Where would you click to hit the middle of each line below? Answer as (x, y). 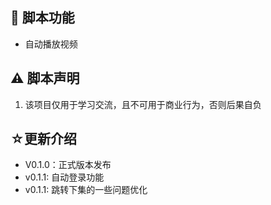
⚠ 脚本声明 (45, 78)
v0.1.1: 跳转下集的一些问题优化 (86, 190)
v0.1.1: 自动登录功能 (64, 177)
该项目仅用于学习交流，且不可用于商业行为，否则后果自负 (143, 104)
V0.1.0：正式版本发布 (68, 165)
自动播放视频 (51, 44)
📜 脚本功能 (42, 18)
